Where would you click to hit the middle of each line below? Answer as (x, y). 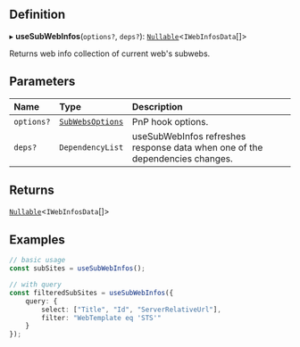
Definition (37, 15)
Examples (37, 240)
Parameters (42, 82)
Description (158, 106)
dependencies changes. (183, 158)
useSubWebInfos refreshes (189, 136)
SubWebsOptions (92, 121)
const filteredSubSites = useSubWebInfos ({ (92, 293)
